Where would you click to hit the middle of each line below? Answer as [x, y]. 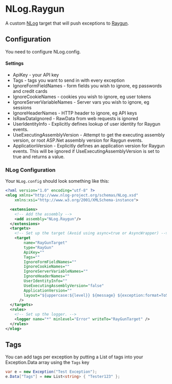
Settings [15, 63]
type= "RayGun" [39, 247]
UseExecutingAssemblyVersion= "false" [64, 285]
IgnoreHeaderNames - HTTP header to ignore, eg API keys [75, 113]
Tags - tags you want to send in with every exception [69, 80]
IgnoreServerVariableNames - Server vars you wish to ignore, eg [81, 102]
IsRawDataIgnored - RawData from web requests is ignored [75, 118]
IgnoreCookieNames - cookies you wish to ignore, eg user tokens [82, 97]
